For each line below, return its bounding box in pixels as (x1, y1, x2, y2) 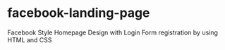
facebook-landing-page (7, 5, 150, 21)
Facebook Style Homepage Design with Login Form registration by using (7, 28, 219, 37)
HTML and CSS (7, 35, 52, 44)
